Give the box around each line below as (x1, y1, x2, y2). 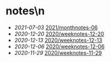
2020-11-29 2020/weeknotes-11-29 (14, 49, 103, 56)
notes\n (5, 4, 45, 18)
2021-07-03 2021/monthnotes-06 (14, 24, 98, 31)
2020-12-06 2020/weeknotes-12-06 (14, 43, 105, 50)
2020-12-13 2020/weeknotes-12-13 (14, 36, 103, 44)
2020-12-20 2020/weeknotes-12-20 (14, 30, 104, 37)
